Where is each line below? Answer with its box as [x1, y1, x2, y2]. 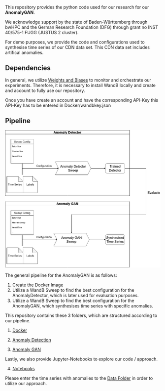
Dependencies [5, 64, 51, 72]
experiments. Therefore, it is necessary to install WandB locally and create [5, 82, 156, 88]
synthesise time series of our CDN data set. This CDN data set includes [5, 44, 150, 50]
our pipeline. [5, 318, 31, 324]
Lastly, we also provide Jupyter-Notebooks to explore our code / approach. [5, 356, 158, 362]
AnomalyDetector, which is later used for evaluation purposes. [12, 293, 139, 299]
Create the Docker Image [12, 282, 64, 288]
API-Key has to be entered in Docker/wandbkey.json [5, 102, 111, 108]
